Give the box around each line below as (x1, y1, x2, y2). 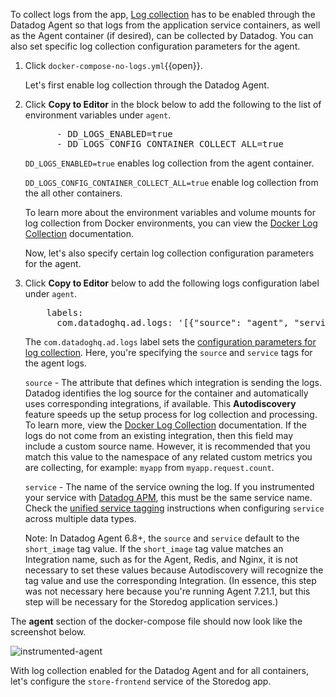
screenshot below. (10, 626, 87, 638)
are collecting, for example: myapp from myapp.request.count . (24, 462, 275, 473)
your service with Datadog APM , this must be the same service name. (24, 492, 313, 503)
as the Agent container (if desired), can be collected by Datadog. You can (10, 30, 314, 41)
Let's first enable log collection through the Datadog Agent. (24, 79, 270, 91)
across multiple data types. (24, 513, 137, 524)
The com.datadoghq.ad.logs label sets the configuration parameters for (24, 336, 317, 348)
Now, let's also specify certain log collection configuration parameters (24, 247, 315, 259)
